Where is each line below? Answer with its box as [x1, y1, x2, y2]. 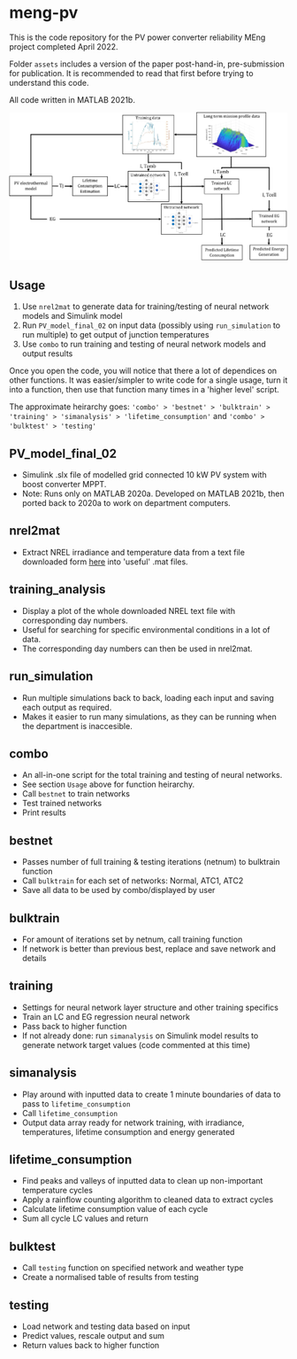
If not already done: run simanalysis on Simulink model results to [21, 1030, 259, 1041]
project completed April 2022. [9, 41, 118, 51]
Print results [21, 807, 66, 818]
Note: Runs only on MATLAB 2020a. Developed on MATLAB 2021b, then [21, 488, 285, 499]
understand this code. [9, 77, 89, 88]
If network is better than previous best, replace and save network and [21, 943, 276, 954]
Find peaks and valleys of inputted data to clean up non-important [21, 1176, 263, 1186]
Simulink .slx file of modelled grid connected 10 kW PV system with [21, 470, 267, 480]
